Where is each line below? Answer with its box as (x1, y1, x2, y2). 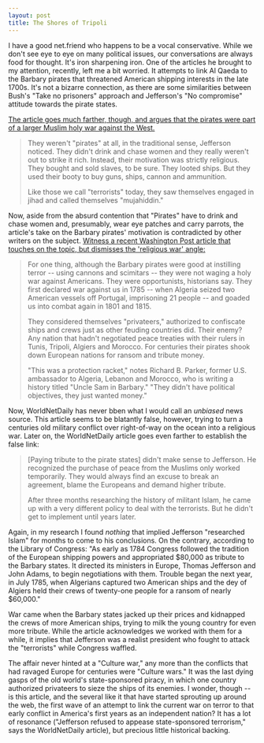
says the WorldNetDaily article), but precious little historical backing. (8, 725, 231, 734)
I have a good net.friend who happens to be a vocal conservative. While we (8, 40, 254, 50)
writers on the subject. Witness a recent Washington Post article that (8, 236, 231, 245)
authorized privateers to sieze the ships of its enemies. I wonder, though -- (8, 683, 251, 693)
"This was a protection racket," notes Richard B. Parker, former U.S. (27, 365, 247, 375)
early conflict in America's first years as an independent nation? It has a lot (8, 708, 251, 718)
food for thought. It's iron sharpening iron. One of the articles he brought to (8, 57, 252, 67)
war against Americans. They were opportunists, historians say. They (27, 276, 252, 286)
